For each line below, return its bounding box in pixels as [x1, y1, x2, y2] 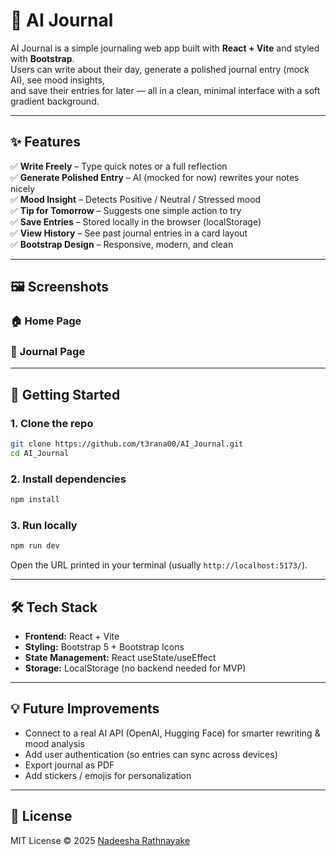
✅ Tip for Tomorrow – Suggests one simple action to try [10, 204, 242, 216]
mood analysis [24, 737, 85, 749]
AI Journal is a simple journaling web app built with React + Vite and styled [10, 42, 320, 54]
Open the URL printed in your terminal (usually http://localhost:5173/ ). [10, 559, 308, 571]
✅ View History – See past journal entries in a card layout [10, 227, 248, 239]
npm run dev [10, 541, 60, 551]
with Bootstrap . [10, 52, 75, 64]
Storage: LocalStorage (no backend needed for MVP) [24, 662, 247, 674]
